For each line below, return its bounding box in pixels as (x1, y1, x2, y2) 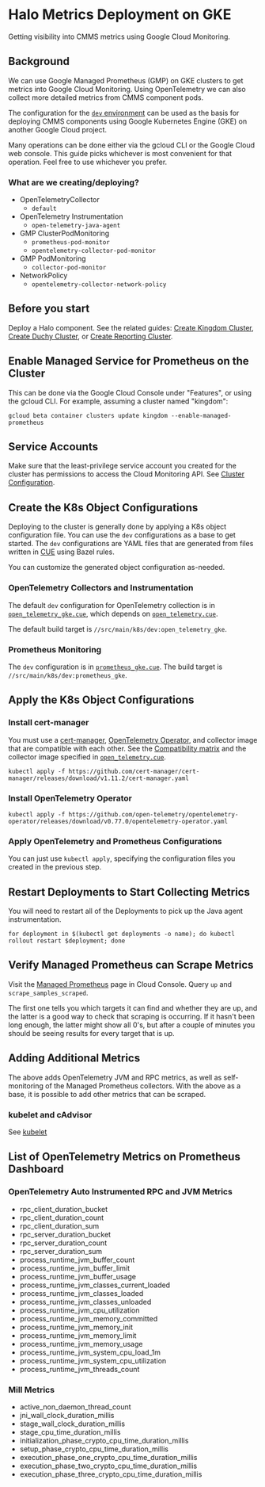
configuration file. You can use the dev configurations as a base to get (8, 530, 236, 540)
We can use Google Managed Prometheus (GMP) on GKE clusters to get (8, 75, 244, 85)
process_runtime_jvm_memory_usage (19, 1339, 143, 1348)
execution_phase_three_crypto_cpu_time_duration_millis (19, 1469, 203, 1479)
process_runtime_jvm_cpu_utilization (19, 1305, 140, 1315)
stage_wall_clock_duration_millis (19, 1419, 125, 1428)
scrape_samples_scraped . (8, 988, 89, 997)
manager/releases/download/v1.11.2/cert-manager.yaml (8, 774, 190, 782)
